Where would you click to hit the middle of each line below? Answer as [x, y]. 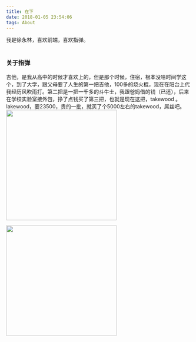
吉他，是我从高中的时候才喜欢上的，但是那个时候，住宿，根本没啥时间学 [94, 77]
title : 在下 [20, 11]
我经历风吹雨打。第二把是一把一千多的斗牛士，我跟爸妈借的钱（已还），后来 [98, 91]
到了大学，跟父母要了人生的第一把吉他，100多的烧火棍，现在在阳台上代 [103, 84]
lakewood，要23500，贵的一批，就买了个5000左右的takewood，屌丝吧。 [96, 106]
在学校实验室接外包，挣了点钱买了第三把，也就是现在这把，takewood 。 [94, 99]
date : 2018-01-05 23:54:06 [39, 17]
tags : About [21, 22]
